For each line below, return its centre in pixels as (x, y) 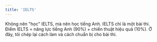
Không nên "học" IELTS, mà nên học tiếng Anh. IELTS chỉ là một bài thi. (78, 24)
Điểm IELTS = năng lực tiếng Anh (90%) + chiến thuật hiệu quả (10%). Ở (78, 29)
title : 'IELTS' (21, 10)
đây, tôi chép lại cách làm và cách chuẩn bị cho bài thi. (61, 34)
